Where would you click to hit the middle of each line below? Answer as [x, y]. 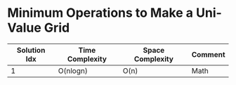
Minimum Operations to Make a [100, 13]
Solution [31, 50]
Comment [208, 54]
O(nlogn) [73, 70]
